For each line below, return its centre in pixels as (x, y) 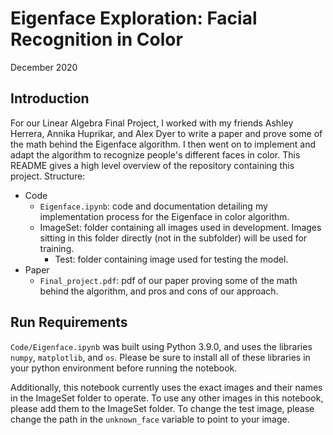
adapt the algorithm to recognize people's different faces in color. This (155, 154)
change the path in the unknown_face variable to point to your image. (150, 419)
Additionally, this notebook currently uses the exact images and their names (166, 387)
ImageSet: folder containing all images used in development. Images (180, 227)
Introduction (50, 98)
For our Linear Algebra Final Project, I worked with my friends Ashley (152, 123)
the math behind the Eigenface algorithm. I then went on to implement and (163, 144)
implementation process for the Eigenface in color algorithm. (164, 216)
